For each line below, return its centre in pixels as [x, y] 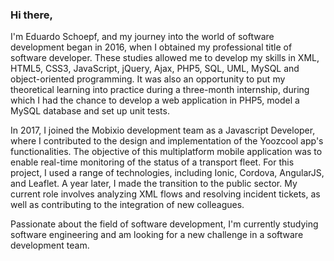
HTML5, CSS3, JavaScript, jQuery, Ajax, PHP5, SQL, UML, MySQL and [155, 69]
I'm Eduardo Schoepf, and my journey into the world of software [142, 37]
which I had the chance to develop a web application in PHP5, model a [155, 100]
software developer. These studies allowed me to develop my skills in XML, [165, 58]
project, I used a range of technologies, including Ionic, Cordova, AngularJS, [167, 173]
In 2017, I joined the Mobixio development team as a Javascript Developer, [163, 130]
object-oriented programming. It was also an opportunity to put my [148, 79]
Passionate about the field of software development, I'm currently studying [164, 224]
